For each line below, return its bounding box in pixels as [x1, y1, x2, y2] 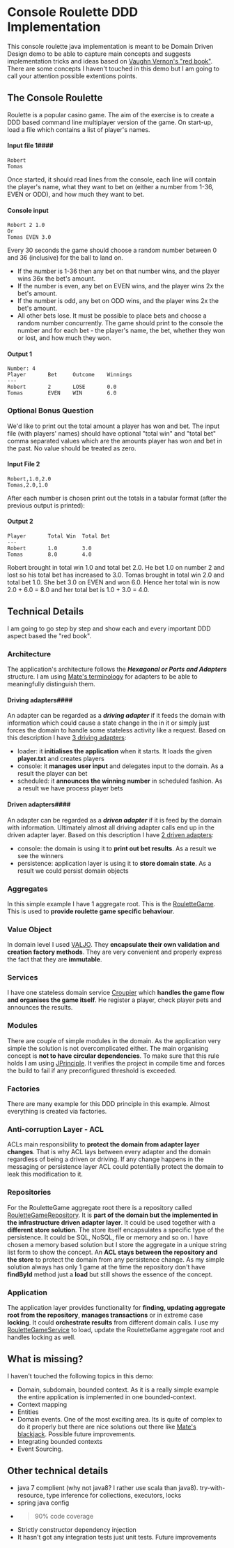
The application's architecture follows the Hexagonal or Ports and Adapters [7, 665, 228, 674]
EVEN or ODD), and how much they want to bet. [7, 190, 145, 198]
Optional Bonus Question [7, 406, 94, 415]
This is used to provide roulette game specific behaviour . [7, 907, 175, 915]
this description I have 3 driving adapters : [7, 734, 127, 742]
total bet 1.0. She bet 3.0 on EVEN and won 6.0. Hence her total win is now [7, 578, 221, 587]
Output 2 [7, 517, 33, 526]
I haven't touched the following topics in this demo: [7, 1371, 154, 1380]
